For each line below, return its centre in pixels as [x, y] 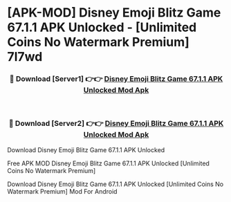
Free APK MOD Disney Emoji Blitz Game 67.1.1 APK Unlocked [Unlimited [108, 163]
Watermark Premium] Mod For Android [62, 191]
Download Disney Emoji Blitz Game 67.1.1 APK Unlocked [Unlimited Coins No [115, 184]
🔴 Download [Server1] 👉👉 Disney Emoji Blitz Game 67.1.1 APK [116, 79]
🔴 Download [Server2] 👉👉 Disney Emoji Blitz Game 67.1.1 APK [116, 124]
